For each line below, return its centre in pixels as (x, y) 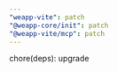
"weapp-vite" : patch (47, 17)
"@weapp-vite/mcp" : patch (57, 33)
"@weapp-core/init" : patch (59, 25)
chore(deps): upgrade (49, 59)
